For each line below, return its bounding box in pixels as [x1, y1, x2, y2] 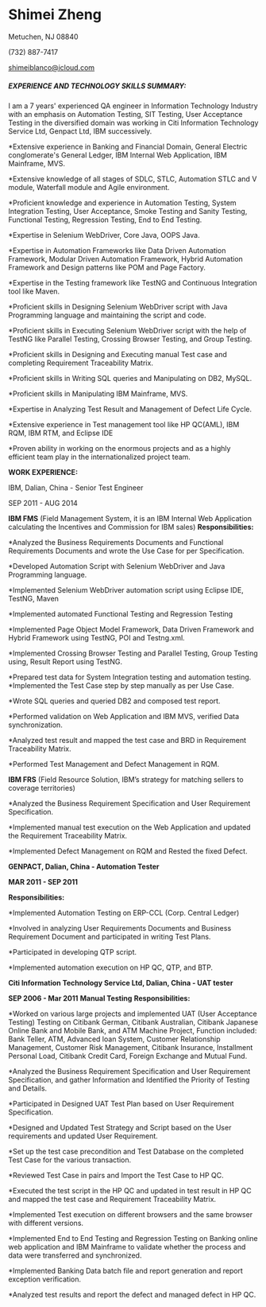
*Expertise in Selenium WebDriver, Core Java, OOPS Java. [8, 230, 200, 239]
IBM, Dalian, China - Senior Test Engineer [8, 483, 144, 492]
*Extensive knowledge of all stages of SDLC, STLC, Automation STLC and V [8, 173, 257, 184]
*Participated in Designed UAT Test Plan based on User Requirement [8, 1099, 234, 1108]
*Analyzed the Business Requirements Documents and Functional [8, 537, 224, 547]
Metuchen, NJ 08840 [8, 32, 79, 41]
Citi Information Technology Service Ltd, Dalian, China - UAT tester [8, 978, 233, 987]
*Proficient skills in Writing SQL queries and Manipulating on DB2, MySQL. [8, 373, 253, 383]
